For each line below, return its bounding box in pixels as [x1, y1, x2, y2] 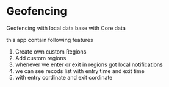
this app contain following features [6, 36, 93, 43]
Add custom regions [15, 54, 67, 61]
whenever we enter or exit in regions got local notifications [15, 61, 163, 68]
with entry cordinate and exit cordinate [15, 74, 113, 81]
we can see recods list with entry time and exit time [15, 67, 145, 74]
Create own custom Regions [15, 47, 87, 55]
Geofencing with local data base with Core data [6, 24, 126, 32]
